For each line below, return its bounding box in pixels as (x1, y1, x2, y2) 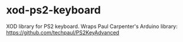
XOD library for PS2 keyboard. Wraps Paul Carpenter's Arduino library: (6, 23, 178, 30)
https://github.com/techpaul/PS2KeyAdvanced (6, 29, 120, 36)
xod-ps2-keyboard (6, 3, 102, 17)
